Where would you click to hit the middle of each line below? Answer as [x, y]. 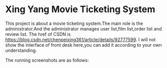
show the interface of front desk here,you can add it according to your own [83, 45]
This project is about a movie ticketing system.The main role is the [74, 23]
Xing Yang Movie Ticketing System [80, 9]
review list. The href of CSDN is [38, 34]
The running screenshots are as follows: [47, 60]
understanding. [21, 50]
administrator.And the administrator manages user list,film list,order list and [83, 28]
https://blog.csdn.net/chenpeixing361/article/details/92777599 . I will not [80, 40]
